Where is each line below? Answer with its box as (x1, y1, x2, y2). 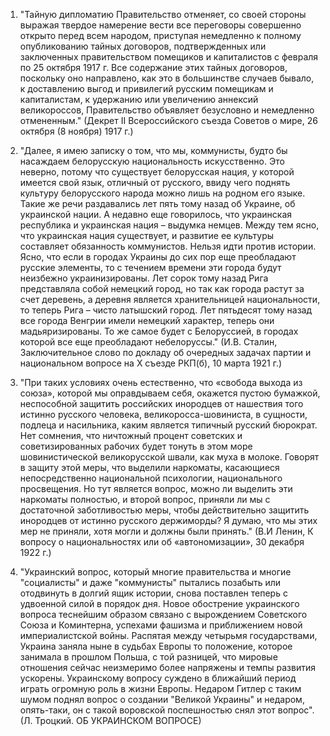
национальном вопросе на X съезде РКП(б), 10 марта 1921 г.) (19, 357, 283, 369)
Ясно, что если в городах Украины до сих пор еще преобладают (19, 251, 297, 263)
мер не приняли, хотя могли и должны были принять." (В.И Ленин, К (19, 525, 314, 537)
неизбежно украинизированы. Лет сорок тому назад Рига (19, 272, 269, 284)
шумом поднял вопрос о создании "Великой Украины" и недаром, (19, 694, 305, 705)
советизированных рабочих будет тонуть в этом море (19, 440, 253, 452)
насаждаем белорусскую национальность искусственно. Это (19, 155, 285, 167)
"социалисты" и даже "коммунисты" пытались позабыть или (19, 577, 282, 588)
